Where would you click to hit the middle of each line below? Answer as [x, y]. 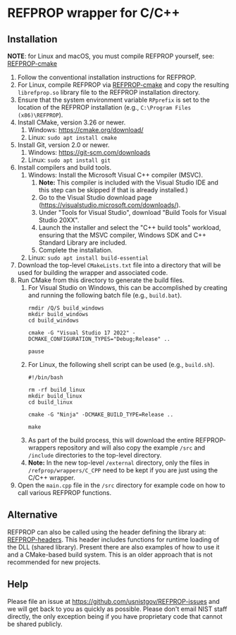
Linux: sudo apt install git [69, 160]
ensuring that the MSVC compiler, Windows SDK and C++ [122, 235]
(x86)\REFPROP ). [40, 115]
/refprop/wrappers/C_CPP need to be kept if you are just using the [123, 470]
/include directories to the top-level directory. [95, 455]
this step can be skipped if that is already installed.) [113, 190]
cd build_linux [50, 402]
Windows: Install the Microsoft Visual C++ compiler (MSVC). [115, 175]
